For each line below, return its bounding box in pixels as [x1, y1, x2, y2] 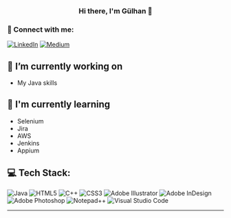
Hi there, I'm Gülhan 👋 [78, 6, 153, 16]
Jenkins [16, 139, 40, 147]
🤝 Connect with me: [7, 24, 74, 34]
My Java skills [16, 79, 58, 87]
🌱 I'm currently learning [7, 99, 111, 110]
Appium [16, 146, 40, 155]
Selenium [16, 117, 44, 125]
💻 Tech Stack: [7, 167, 71, 179]
